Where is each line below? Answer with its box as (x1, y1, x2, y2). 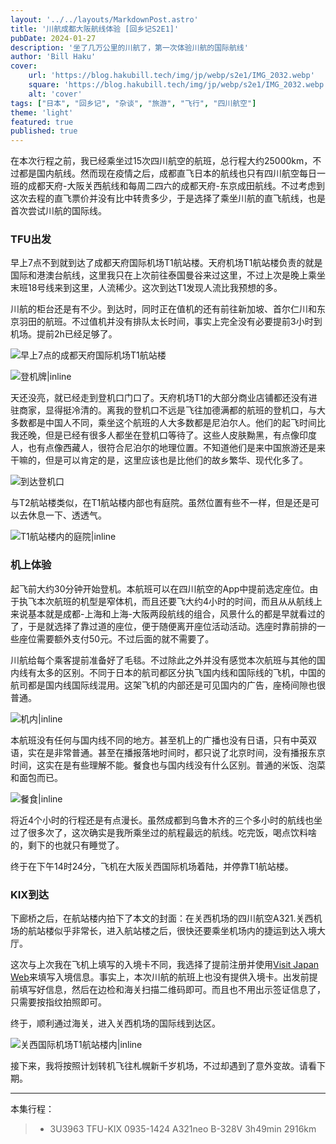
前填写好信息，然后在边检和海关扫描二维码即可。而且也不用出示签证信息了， (10, 984, 326, 996)
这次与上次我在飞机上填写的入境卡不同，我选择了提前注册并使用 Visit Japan (10, 959, 320, 971)
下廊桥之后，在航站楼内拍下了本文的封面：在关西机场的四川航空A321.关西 (10, 912, 314, 925)
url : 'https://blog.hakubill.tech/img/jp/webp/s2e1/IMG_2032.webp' (28, 71, 315, 81)
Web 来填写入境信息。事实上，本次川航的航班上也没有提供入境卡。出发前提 (10, 971, 318, 983)
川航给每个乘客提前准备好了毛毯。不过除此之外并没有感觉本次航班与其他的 (10, 654, 317, 666)
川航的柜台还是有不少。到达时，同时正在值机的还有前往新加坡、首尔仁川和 (10, 303, 317, 315)
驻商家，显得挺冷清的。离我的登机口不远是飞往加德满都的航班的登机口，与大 (10, 404, 326, 416)
